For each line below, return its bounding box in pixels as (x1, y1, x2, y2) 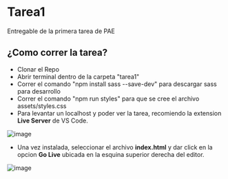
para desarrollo (17, 87, 61, 95)
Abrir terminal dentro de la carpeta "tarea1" (17, 72, 140, 81)
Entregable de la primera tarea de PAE (7, 27, 116, 35)
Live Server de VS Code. (17, 116, 88, 125)
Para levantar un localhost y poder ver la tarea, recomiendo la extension (17, 109, 222, 117)
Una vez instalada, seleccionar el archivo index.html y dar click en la (17, 143, 213, 151)
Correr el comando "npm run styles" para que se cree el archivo (17, 94, 200, 103)
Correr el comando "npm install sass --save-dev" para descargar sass (17, 80, 217, 88)
